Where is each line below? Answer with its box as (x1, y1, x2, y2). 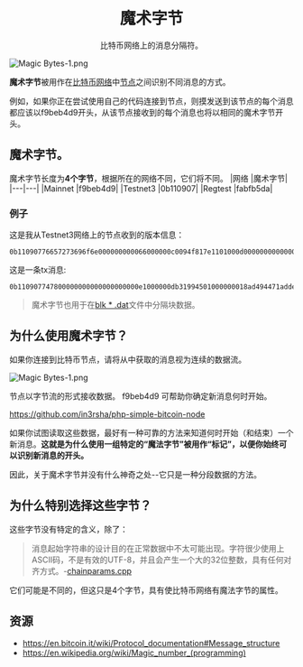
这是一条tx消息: (9, 264, 67, 275)
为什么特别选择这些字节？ (9, 498, 151, 514)
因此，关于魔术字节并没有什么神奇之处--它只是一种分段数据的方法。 (9, 468, 262, 479)
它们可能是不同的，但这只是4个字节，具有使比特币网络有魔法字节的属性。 (9, 584, 284, 596)
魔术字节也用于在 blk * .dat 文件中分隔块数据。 (31, 300, 200, 310)
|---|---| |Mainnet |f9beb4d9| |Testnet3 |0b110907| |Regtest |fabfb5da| (9, 182, 273, 194)
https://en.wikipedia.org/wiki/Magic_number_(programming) (22, 647, 246, 659)
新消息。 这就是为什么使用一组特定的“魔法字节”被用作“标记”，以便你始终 (9, 439, 280, 449)
